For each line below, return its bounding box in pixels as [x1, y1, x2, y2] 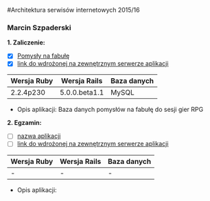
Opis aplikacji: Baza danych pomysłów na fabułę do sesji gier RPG [16, 106, 204, 114]
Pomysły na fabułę [16, 51, 70, 60]
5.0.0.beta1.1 [59, 88, 104, 97]
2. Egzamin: [7, 119, 42, 127]
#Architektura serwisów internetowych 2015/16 [7, 6, 140, 14]
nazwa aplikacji [16, 132, 61, 140]
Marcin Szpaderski [7, 23, 71, 32]
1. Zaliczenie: [7, 38, 46, 47]
